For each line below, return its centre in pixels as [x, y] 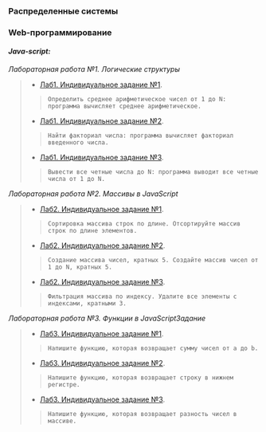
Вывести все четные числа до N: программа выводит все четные [153, 172]
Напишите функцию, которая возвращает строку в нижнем [140, 378]
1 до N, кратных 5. [80, 267]
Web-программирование [60, 32]
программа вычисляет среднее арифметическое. [124, 106]
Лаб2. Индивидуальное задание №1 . [102, 210]
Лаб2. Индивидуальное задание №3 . [102, 282]
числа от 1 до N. [76, 179]
